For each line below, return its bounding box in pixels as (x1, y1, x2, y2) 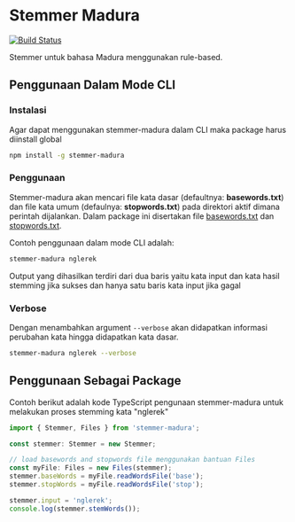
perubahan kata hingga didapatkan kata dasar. (9, 331, 179, 342)
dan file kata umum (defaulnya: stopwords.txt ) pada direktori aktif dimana (9, 201, 281, 212)
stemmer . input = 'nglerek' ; (9, 495, 113, 505)
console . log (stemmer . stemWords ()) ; (9, 504, 141, 513)
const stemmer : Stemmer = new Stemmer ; (9, 440, 157, 448)
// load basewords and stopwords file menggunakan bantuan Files (9, 456, 255, 464)
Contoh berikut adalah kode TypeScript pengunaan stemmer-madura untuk (9, 396, 283, 408)
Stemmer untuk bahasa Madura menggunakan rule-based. (9, 51, 223, 62)
